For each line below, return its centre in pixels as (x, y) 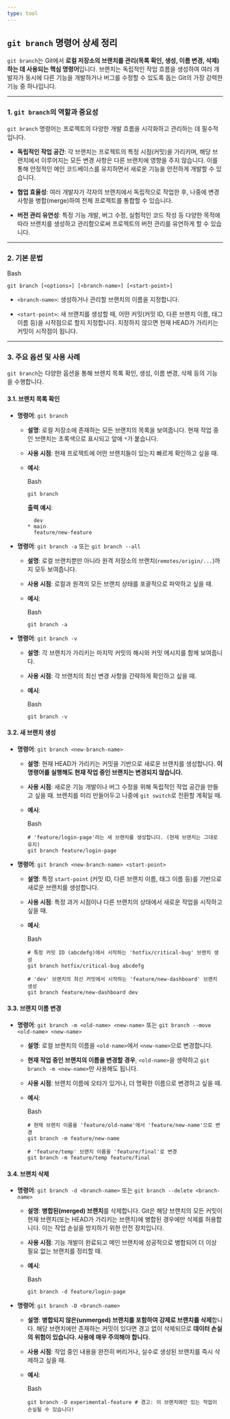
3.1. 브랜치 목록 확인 (34, 399)
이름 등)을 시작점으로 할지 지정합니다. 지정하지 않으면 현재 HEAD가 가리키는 (118, 323)
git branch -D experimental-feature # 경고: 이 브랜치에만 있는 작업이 (122, 1403)
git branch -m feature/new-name (73, 1138)
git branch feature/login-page (72, 850)
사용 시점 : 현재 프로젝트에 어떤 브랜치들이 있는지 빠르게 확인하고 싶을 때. (123, 453)
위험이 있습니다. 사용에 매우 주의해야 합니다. (92, 1337)
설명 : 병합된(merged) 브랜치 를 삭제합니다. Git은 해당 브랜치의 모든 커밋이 (125, 1211)
